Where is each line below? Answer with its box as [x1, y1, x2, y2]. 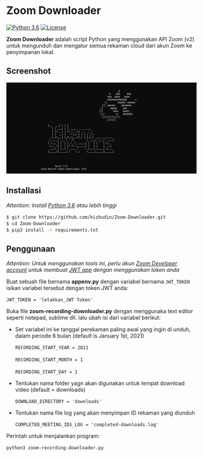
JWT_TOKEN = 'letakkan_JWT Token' [6, 297, 94, 303]
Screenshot [6, 66, 51, 76]
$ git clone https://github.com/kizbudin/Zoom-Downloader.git [6, 214, 166, 220]
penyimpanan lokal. [6, 48, 55, 55]
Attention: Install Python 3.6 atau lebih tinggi [6, 201, 117, 209]
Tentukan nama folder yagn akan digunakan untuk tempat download [14, 380, 185, 387]
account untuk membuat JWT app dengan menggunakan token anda [6, 266, 180, 274]
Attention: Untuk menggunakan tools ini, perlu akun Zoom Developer [6, 260, 178, 267]
